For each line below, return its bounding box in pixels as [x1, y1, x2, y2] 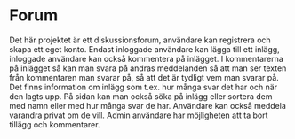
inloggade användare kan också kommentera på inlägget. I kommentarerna [9, 53, 284, 64]
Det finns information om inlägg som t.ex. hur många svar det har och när [9, 81, 278, 92]
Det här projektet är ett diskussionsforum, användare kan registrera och [9, 35, 271, 45]
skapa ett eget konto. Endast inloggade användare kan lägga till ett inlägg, [9, 43, 280, 54]
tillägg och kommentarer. [9, 119, 100, 129]
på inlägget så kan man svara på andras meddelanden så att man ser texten [9, 63, 287, 73]
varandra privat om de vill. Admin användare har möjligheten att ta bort [9, 110, 268, 120]
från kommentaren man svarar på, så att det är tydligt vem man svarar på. [9, 72, 280, 82]
